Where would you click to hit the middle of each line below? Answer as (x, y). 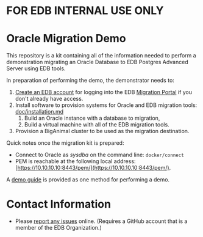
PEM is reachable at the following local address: (75, 161)
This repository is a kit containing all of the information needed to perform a (101, 56)
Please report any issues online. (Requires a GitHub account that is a (101, 221)
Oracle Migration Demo (66, 39)
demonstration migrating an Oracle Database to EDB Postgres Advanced (97, 62)
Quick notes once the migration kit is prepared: (65, 143)
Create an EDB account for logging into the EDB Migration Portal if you (104, 92)
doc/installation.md (39, 112)
